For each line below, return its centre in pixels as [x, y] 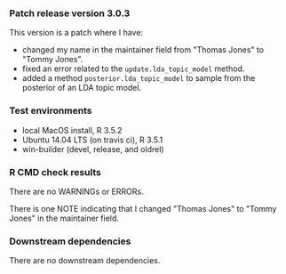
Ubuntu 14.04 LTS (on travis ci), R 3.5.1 [92, 140]
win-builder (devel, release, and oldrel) [93, 149]
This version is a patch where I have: [76, 33]
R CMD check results [56, 172]
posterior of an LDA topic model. [82, 88]
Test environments [51, 111]
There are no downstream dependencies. [85, 261]
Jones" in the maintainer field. [64, 218]
